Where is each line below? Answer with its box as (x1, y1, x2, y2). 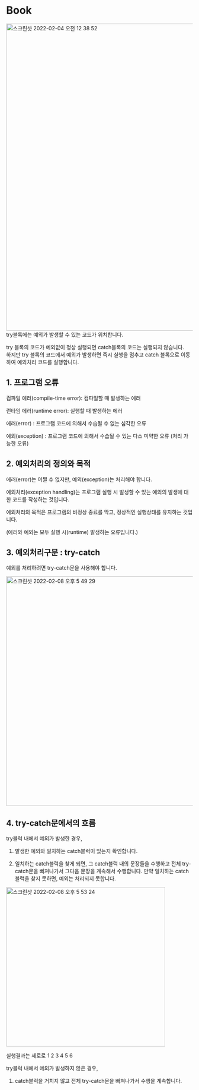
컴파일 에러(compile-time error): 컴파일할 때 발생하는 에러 (6, 394, 141, 402)
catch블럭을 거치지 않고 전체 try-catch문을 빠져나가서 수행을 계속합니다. (14, 1078, 182, 1085)
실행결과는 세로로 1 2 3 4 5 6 (6, 1052, 73, 1059)
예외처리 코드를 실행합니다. (17, 358, 79, 365)
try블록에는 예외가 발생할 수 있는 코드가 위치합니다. (6, 331, 124, 338)
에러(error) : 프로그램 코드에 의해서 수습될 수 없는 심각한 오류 (6, 419, 147, 426)
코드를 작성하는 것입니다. (12, 495, 70, 503)
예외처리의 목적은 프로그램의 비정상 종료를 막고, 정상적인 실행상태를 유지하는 (6, 508, 182, 516)
